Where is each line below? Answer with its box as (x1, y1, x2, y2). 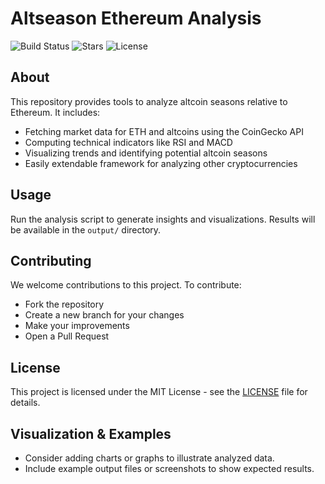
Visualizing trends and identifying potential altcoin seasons (24, 147, 268, 159)
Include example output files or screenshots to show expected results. (24, 463, 315, 474)
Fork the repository (24, 298, 105, 311)
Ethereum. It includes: (10, 106, 101, 118)
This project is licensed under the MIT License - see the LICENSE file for (10, 386, 308, 398)
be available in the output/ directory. (10, 223, 162, 236)
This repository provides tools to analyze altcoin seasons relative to (10, 95, 288, 107)
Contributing (10, 252, 92, 269)
